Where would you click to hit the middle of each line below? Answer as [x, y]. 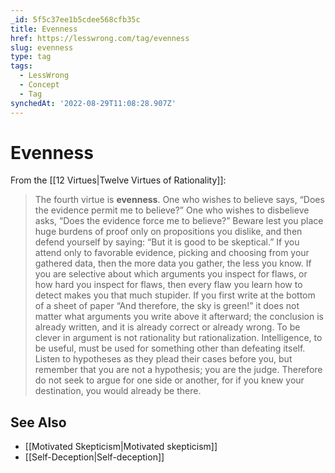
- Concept [39, 85]
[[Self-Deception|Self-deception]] [94, 457]
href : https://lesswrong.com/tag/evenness [100, 38]
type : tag [31, 57]
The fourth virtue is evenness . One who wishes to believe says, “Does [179, 200]
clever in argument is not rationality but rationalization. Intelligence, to [178, 338]
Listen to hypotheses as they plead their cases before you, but [163, 359]
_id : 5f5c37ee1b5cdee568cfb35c [75, 19]
